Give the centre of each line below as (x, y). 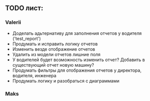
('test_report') (27, 38)
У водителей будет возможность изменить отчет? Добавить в (79, 60)
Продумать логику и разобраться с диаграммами (66, 81)
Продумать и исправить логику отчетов (55, 44)
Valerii (13, 22)
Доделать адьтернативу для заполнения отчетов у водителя (77, 33)
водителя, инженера (34, 75)
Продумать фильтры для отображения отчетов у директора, (77, 70)
